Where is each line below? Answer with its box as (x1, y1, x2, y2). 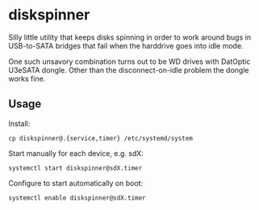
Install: (8, 119, 31, 128)
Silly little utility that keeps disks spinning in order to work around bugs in (8, 32, 252, 42)
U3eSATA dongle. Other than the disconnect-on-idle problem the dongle (8, 65, 249, 74)
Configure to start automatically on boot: (8, 178, 144, 187)
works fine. (8, 73, 46, 83)
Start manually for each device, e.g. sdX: (8, 148, 144, 158)
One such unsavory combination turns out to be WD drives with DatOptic (8, 57, 251, 66)
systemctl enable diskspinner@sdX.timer (8, 194, 147, 202)
